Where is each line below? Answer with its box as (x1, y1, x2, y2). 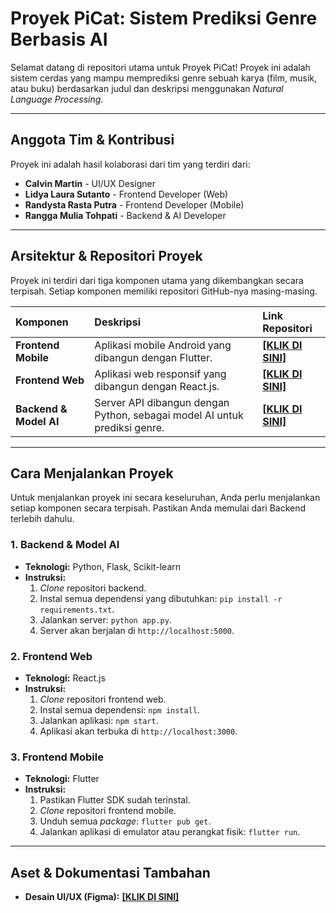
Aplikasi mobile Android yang (94, 338, 232, 352)
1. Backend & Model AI (10, 538, 120, 552)
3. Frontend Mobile (10, 750, 104, 764)
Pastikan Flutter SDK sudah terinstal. (39, 794, 191, 806)
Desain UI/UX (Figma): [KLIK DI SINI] (24, 891, 180, 903)
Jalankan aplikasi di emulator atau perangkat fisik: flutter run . (39, 826, 301, 838)
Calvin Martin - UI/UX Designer (24, 177, 157, 189)
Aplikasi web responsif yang (94, 367, 227, 381)
